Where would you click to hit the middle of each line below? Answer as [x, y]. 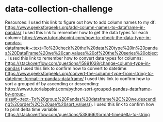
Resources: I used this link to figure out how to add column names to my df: [81, 22]
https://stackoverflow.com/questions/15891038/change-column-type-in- [78, 63]
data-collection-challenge [59, 9]
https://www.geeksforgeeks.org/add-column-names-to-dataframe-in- [75, 27]
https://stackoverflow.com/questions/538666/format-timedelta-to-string [78, 114]
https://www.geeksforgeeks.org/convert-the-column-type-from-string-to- [79, 73]
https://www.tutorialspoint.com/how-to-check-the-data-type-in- [87, 38]
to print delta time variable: [32, 109]
